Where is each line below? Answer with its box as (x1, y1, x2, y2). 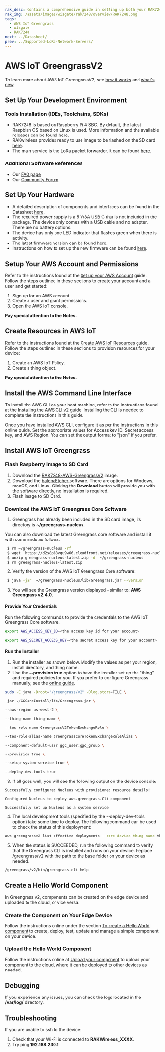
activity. (12, 235, 28, 241)
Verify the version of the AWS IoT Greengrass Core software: (12, 568, 136, 574)
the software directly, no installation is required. (12, 488, 109, 494)
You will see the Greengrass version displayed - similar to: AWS (12, 587, 141, 593)
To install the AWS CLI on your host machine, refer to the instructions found (5, 402, 158, 407)
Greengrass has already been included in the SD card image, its (12, 516, 141, 522)
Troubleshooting (5, 1014, 57, 1022)
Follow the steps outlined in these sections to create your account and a (5, 278, 151, 284)
